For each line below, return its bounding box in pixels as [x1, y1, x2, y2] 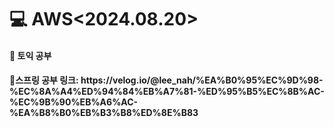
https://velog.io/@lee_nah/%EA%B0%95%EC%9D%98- [80, 74, 324, 86]
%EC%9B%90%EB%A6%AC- [9, 96, 139, 108]
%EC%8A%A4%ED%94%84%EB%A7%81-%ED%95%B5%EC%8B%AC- [9, 86, 325, 98]
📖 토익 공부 [9, 49, 52, 61]
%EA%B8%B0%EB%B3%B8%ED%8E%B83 [9, 107, 199, 119]
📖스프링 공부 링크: [9, 74, 79, 86]
